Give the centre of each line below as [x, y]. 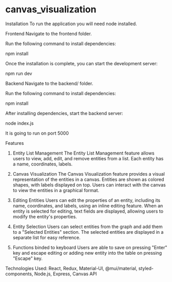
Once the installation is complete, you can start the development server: [82, 63]
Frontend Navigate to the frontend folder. [49, 33]
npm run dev [19, 73]
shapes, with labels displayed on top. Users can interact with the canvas [89, 185]
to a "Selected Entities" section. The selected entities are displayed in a [88, 232]
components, [19, 274]
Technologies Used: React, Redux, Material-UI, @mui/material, [71, 268]
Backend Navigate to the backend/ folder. [49, 83]
